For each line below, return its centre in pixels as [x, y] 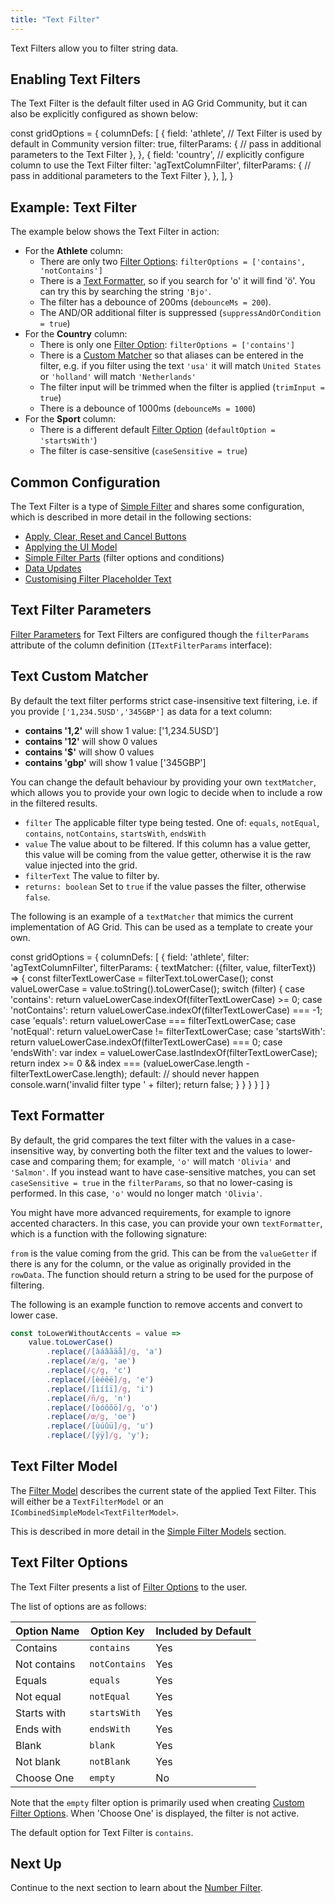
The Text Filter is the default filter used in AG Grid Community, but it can [159, 103]
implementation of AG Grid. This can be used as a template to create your [161, 927]
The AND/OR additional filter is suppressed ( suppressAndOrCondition [180, 313]
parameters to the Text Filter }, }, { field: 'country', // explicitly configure [157, 155]
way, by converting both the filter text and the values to [170, 1150]
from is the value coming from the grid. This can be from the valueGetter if [164, 1253]
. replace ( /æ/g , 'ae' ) [91, 1361]
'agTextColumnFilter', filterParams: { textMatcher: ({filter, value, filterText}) [163, 967]
